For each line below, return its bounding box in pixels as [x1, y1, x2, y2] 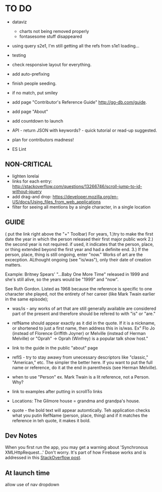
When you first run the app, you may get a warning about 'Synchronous [5, 444, 148, 450]
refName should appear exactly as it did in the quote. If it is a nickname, [12, 320, 156, 326]
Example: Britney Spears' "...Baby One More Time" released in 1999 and [5, 271, 149, 277]
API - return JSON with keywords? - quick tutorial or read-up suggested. [12, 127, 157, 133]
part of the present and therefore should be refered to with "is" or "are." [12, 311, 156, 317]
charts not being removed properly [19, 28, 89, 34]
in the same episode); [5, 296, 49, 302]
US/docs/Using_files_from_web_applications [12, 199, 101, 205]
